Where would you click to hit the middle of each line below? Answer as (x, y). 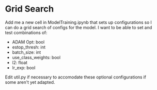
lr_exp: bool (24, 67)
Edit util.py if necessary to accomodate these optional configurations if (76, 77)
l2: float (20, 62)
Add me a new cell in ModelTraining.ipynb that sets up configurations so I (78, 22)
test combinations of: (26, 32)
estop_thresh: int (29, 47)
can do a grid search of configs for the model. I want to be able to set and (79, 27)
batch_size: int (26, 52)
